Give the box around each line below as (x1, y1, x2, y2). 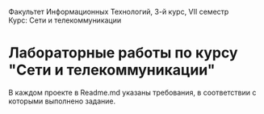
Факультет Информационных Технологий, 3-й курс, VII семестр (8, 7, 229, 16)
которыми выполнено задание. (8, 96, 116, 106)
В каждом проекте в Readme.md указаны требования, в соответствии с (8, 87, 257, 97)
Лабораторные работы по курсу (8, 44, 238, 62)
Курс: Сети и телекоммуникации (8, 15, 122, 25)
